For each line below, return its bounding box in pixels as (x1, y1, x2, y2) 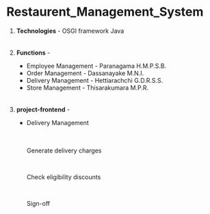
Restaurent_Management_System (6, 4, 204, 20)
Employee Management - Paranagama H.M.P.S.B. (26, 62, 167, 70)
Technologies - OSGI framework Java (16, 27, 124, 35)
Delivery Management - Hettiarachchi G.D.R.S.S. (26, 76, 163, 84)
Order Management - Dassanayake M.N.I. (26, 69, 144, 77)
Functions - (16, 49, 51, 57)
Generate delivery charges (26, 146, 102, 155)
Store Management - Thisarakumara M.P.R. (26, 83, 149, 92)
